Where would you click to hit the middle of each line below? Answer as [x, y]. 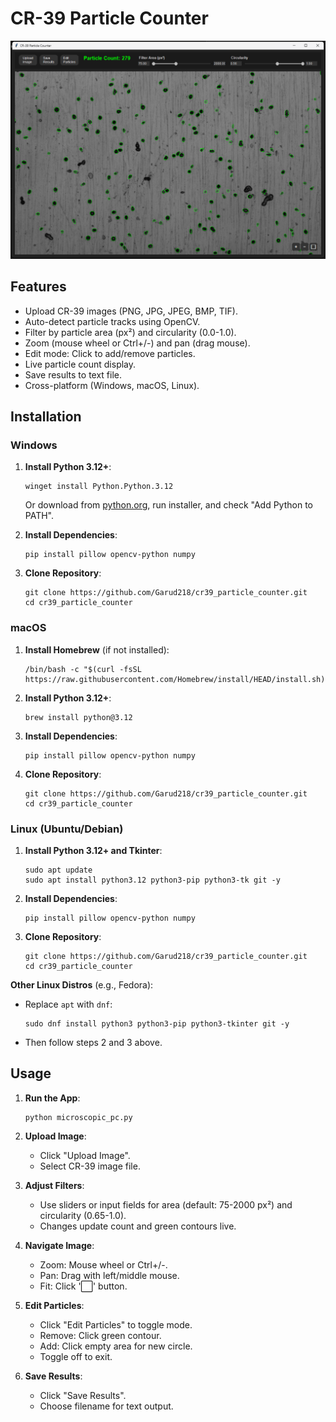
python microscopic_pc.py [78, 1117]
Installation [46, 417]
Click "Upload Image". [85, 1155]
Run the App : [52, 1098]
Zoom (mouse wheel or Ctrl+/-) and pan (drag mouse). [137, 343]
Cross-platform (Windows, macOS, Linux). [112, 385]
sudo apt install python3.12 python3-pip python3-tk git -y [152, 880]
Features [38, 287]
